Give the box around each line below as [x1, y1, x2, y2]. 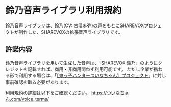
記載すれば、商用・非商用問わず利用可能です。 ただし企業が [27, 66, 154, 72]
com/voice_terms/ [11, 96, 50, 102]
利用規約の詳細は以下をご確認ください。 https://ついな [5, 90, 120, 96]
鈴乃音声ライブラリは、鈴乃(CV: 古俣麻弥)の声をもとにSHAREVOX [5, 22, 144, 29]
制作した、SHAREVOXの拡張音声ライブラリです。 [18, 29, 124, 35]
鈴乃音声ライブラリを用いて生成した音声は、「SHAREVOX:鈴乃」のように [5, 60, 158, 66]
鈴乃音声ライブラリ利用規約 [5, 5, 122, 16]
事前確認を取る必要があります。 [5, 78, 72, 85]
